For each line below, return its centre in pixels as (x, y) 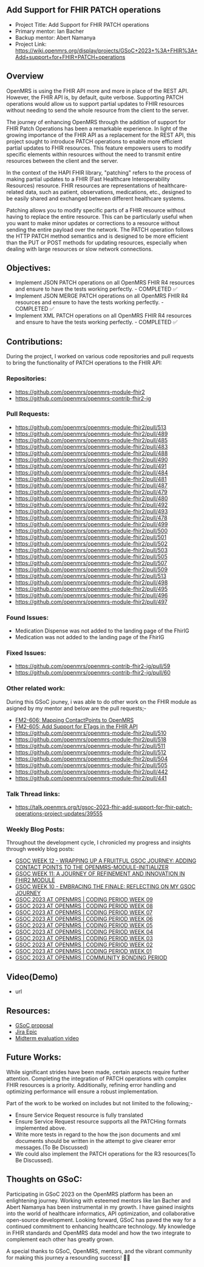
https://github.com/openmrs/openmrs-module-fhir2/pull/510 (91, 733)
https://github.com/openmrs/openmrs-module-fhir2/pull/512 (91, 752)
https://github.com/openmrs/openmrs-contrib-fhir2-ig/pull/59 (93, 666)
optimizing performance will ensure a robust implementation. (83, 1091)
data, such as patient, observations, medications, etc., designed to (108, 192)
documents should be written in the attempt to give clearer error (95, 1140)
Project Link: (31, 44)
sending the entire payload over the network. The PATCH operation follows (100, 229)
